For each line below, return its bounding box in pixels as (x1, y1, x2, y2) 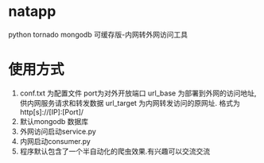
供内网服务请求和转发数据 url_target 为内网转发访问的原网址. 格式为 (19, 98, 241, 107)
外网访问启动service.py (19, 126, 97, 136)
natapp (8, 2, 56, 21)
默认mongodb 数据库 (19, 116, 89, 126)
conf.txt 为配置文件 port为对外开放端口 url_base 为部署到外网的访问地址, (19, 88, 257, 98)
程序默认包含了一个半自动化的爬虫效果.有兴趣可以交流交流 (19, 146, 211, 156)
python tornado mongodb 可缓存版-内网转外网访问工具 (8, 29, 188, 39)
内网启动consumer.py (19, 136, 91, 146)
